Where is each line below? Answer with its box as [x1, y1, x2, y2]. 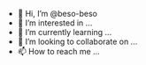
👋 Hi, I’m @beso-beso [17, 9, 98, 18]
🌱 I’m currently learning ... [17, 27, 112, 37]
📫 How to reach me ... [17, 47, 100, 56]
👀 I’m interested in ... [17, 18, 93, 28]
